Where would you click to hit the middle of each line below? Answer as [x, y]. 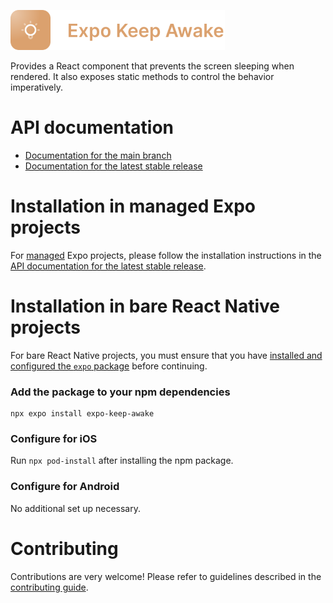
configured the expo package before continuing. [109, 366]
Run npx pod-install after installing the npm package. [122, 461]
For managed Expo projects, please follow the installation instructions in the [166, 255]
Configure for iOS [54, 439]
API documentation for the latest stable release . [108, 266]
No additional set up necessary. [75, 508]
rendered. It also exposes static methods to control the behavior [142, 76]
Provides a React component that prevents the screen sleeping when [152, 66]
